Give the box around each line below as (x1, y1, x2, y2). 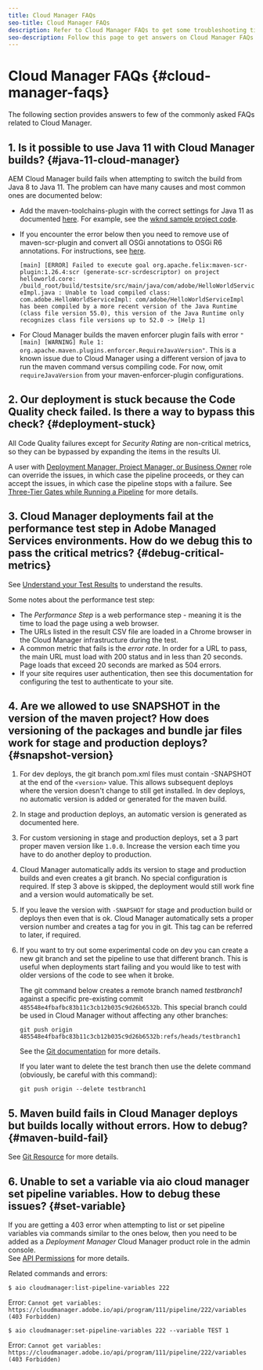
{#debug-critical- (136, 546, 225, 560)
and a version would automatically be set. (19, 890, 154, 900)
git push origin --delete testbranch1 (19, 1085, 146, 1094)
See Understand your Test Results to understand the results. (8, 579, 204, 589)
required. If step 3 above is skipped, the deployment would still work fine (19, 882, 254, 891)
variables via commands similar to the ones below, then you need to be (8, 1229, 237, 1238)
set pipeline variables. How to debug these (8, 1187, 221, 1200)
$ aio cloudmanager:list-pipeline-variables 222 (8, 1284, 170, 1292)
